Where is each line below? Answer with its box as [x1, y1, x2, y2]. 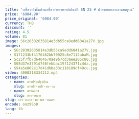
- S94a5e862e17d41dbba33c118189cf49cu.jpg [9, 66, 97, 71]
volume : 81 [5, 34, 27, 39]
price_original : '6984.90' [5, 16, 60, 21]
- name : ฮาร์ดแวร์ [9, 88, 39, 93]
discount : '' [5, 25, 32, 30]
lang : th [5, 106, 23, 112]
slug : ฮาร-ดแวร [14, 93, 42, 98]
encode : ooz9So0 [5, 102, 38, 107]
